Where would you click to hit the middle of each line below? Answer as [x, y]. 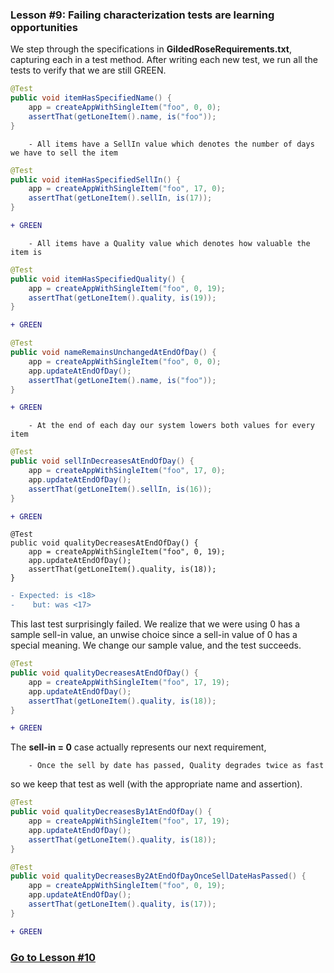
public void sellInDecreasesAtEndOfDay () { [102, 461]
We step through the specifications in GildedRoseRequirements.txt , [151, 49]
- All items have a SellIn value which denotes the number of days [171, 144]
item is [26, 252]
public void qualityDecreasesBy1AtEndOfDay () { [111, 812]
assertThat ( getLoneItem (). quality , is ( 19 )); [122, 298]
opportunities [44, 27]
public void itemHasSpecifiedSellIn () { [96, 179]
